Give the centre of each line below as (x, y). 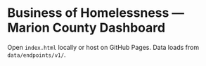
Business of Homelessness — (96, 13)
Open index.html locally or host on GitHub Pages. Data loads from (103, 47)
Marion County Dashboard (86, 28)
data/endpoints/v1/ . (37, 55)
